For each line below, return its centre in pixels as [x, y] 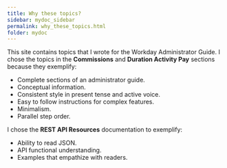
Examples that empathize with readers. [72, 158]
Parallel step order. [44, 117]
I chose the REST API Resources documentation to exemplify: [95, 130]
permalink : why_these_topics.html [57, 26]
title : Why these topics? [44, 13]
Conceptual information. [51, 87]
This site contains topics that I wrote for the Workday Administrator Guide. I [113, 52]
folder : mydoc [28, 33]
